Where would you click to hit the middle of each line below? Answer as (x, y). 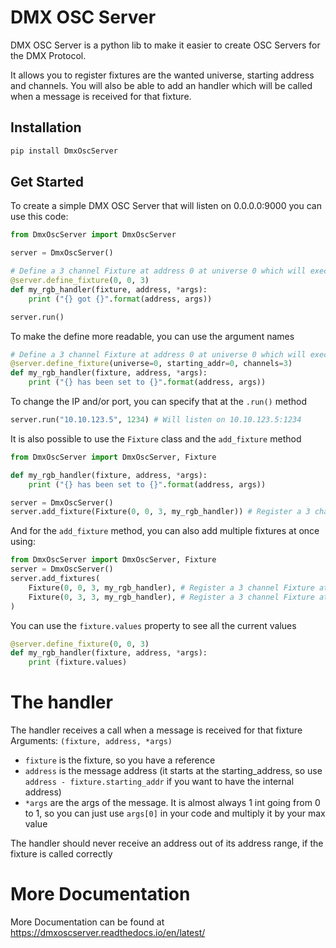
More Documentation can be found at (87, 922)
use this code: (39, 217)
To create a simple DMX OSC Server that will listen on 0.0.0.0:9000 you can (166, 206)
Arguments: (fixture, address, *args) (91, 741)
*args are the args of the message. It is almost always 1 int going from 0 (172, 803)
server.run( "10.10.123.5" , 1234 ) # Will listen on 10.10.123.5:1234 (156, 420)
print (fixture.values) (78, 662)
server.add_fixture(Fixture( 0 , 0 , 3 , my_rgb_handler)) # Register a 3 (160, 512)
